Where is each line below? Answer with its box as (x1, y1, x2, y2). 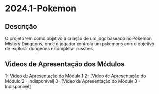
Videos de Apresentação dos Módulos (5, 60, 125, 69)
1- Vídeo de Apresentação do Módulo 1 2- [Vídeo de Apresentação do (5, 73, 146, 79)
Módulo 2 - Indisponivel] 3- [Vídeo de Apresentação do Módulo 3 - (5, 78, 141, 84)
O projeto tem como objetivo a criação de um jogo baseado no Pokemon (5, 35, 152, 41)
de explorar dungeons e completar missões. (5, 46, 94, 51)
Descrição (5, 23, 37, 31)
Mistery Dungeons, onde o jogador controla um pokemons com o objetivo (5, 41, 155, 47)
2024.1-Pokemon (5, 3, 77, 14)
